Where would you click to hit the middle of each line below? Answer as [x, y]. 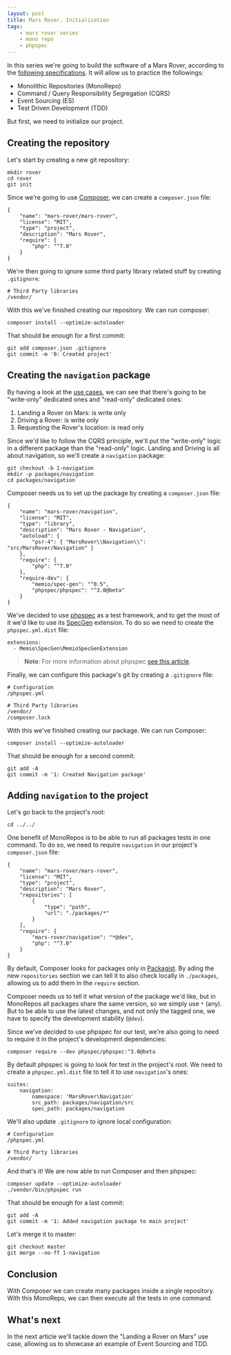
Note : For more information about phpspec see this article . [107, 661]
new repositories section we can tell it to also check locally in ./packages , [113, 976]
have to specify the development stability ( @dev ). [76, 1019]
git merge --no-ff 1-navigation [53, 1253]
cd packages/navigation [41, 480]
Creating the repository [59, 143]
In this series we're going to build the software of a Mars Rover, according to [116, 65]
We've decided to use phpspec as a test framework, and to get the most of [113, 615]
